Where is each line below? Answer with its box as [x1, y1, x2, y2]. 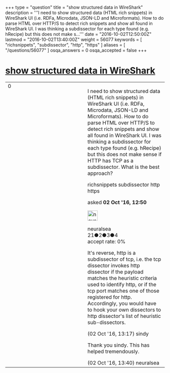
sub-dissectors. [88, 318, 126, 325]
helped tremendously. [88, 348, 140, 355]
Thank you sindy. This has [88, 341, 150, 348]
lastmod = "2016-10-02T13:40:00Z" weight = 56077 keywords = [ [5, 36, 142, 42]
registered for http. [88, 293, 133, 300]
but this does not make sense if [88, 151, 162, 158]
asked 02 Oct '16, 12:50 [88, 199, 147, 206]
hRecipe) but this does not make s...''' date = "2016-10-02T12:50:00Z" [5, 31, 152, 37]
